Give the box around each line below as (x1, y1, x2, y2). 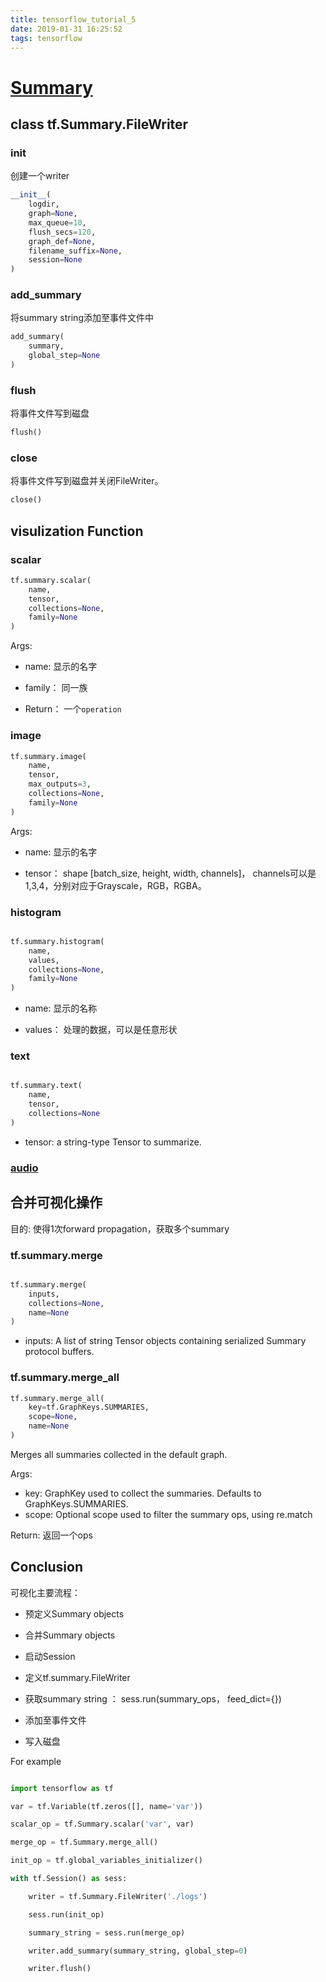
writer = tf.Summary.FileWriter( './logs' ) (28, 1891, 208, 1901)
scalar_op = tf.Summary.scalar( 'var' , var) (10, 1819, 195, 1830)
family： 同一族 (24, 682, 88, 694)
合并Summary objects (24, 1629, 116, 1641)
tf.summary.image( (10, 751, 87, 761)
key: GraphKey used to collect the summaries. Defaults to (24, 1487, 262, 1499)
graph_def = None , (28, 236, 97, 246)
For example (10, 1755, 62, 1767)
